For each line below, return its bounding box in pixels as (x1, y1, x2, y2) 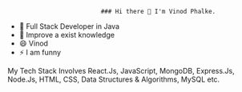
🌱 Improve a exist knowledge (18, 30, 115, 39)
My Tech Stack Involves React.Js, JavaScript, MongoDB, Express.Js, (7, 66, 236, 75)
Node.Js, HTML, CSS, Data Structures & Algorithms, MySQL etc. (7, 74, 220, 84)
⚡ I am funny (18, 48, 62, 57)
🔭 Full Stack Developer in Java (18, 22, 120, 31)
